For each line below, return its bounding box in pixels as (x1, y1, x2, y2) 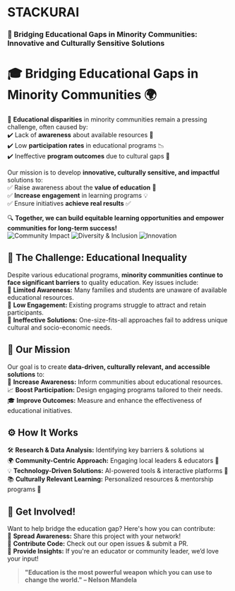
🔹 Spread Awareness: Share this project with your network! (7, 532, 181, 541)
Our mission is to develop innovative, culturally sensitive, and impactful (7, 168, 220, 177)
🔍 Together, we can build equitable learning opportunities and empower (7, 213, 224, 223)
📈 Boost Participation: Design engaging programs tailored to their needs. (7, 385, 223, 394)
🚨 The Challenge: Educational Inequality (7, 252, 188, 264)
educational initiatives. (7, 406, 73, 414)
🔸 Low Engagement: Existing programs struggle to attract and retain (7, 300, 207, 309)
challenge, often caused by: (7, 123, 88, 131)
